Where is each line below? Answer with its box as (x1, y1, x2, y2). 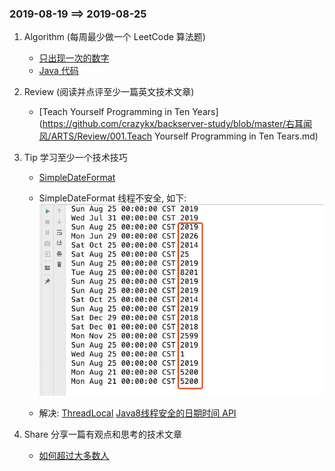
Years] (192, 106, 219, 118)
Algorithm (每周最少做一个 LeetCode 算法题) (23, 31, 206, 43)
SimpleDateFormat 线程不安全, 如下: (38, 192, 187, 204)
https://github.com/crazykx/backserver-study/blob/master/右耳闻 (42, 118, 312, 130)
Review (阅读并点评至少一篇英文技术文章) (23, 86, 195, 98)
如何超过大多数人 (38, 450, 110, 462)
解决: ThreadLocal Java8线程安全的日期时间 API (38, 407, 237, 419)
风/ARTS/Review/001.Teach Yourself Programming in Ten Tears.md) (38, 130, 319, 142)
